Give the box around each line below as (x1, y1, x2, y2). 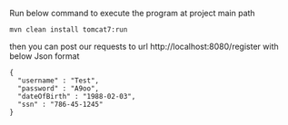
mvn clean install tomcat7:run (9, 25, 128, 34)
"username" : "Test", (17, 76, 100, 85)
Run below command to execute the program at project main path (9, 8, 256, 18)
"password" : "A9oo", (17, 84, 100, 93)
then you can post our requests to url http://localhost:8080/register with (9, 41, 279, 52)
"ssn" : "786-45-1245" (17, 100, 104, 109)
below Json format (9, 51, 80, 62)
